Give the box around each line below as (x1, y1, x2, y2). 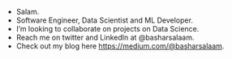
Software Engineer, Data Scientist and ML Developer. (15, 15, 193, 25)
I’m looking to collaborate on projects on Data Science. (15, 24, 200, 33)
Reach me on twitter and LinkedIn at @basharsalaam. (15, 32, 195, 42)
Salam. (15, 7, 40, 16)
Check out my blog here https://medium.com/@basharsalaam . (15, 41, 225, 51)
